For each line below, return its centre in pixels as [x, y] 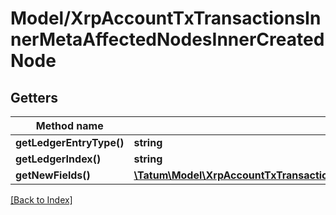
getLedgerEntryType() [70, 142]
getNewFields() [53, 175]
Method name [69, 125]
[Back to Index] [41, 200]
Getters [34, 97]
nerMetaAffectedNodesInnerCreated [167, 39]
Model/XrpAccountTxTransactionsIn [166, 18]
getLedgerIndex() [58, 159]
